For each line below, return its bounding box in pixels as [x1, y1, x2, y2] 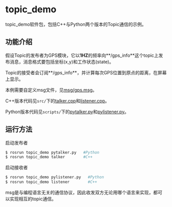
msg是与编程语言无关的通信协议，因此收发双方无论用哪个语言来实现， [5, 190, 154, 196]
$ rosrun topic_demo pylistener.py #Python [5, 175, 104, 180]
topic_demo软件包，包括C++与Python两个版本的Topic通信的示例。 [5, 21, 147, 27]
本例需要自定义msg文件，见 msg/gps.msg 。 [5, 87, 97, 93]
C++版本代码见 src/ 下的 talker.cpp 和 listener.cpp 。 [5, 97, 110, 103]
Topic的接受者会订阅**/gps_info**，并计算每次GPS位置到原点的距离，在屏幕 [5, 69, 167, 75]
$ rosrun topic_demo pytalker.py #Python [5, 150, 100, 155]
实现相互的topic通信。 [9, 196, 56, 202]
